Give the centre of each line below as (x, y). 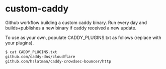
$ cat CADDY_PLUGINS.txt (31, 52)
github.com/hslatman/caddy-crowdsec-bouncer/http (58, 61)
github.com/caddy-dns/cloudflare (40, 56)
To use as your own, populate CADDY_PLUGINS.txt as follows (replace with (83, 37)
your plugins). (20, 42)
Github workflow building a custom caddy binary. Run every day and (76, 22)
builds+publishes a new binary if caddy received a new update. (71, 27)
